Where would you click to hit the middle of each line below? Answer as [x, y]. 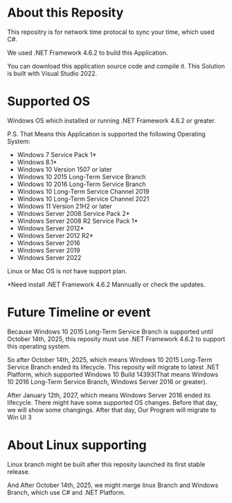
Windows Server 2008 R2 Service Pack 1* [78, 221]
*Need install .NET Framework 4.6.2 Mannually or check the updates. [106, 284]
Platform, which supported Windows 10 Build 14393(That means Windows [113, 374]
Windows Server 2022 [49, 257]
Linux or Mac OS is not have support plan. [67, 271]
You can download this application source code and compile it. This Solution [116, 66]
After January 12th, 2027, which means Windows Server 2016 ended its [109, 395]
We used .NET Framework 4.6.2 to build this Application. [88, 53]
